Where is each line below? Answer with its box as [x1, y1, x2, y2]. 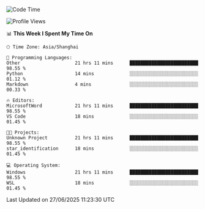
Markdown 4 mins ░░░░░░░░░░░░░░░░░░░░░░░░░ [6, 81, 199, 87]
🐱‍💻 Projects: [6, 130, 40, 136]
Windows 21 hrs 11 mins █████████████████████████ [6, 169, 199, 175]
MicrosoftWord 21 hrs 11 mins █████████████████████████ [6, 103, 199, 109]
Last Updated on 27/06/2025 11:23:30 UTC [6, 196, 115, 203]
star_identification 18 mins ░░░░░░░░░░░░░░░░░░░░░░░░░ [6, 145, 199, 152]
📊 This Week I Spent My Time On [6, 30, 93, 37]
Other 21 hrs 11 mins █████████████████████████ [6, 60, 199, 66]
